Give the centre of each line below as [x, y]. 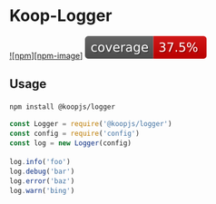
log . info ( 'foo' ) [40, 162]
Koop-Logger [61, 16]
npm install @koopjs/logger [63, 107]
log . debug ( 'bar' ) [42, 172]
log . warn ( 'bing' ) [42, 190]
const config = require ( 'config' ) [75, 133]
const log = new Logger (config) [70, 143]
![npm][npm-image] [46, 55]
